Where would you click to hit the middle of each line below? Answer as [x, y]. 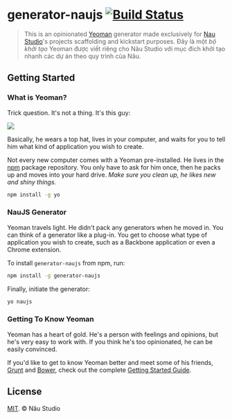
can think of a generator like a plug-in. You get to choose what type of [107, 235]
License [25, 392]
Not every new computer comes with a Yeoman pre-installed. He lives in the [116, 160]
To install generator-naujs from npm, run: [66, 262]
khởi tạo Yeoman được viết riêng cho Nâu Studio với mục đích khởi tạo [125, 48]
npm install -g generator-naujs [54, 276]
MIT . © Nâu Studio [34, 408]
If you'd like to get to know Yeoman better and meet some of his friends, [110, 362]
